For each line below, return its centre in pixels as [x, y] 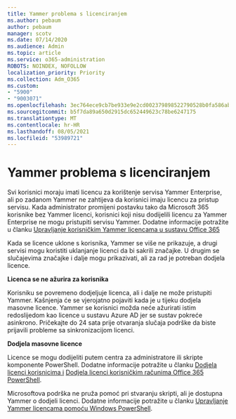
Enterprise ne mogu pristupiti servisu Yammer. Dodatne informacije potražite [118, 222]
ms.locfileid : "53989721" [45, 138]
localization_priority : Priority [56, 72]
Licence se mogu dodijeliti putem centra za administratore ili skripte [105, 357]
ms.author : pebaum [34, 20]
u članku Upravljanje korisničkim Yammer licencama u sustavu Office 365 [113, 230]
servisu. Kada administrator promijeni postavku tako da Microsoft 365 [108, 207]
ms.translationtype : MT [42, 118]
